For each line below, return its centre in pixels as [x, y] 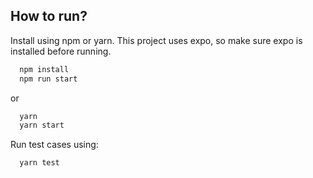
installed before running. [61, 51]
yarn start [42, 125]
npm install [44, 69]
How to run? [49, 16]
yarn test [39, 163]
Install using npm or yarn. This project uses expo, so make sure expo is [156, 40]
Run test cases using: [54, 145]
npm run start [48, 79]
